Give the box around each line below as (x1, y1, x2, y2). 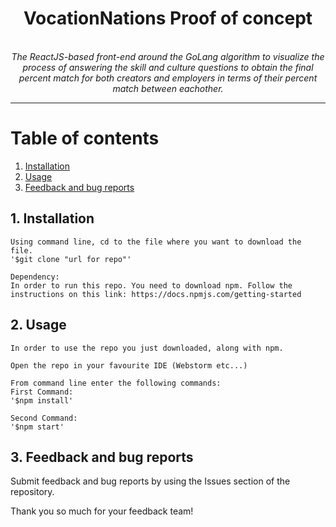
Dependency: (10, 272, 60, 282)
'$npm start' (10, 422, 65, 432)
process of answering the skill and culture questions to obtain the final (22, 61, 314, 73)
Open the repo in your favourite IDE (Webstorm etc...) (10, 360, 248, 371)
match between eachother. (112, 82, 224, 94)
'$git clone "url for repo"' (10, 254, 132, 264)
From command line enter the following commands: (10, 378, 222, 388)
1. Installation (10, 210, 95, 227)
